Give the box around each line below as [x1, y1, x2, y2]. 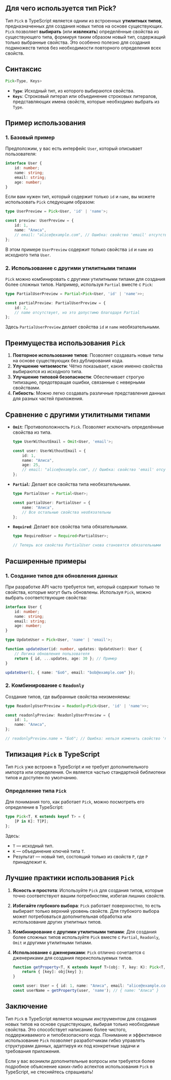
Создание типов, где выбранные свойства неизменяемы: [5, 693, 131, 700]
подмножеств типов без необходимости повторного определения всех [5, 44, 161, 50]
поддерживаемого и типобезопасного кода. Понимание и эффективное [5, 1032, 162, 1038]
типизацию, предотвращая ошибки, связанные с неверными [12, 379, 145, 385]
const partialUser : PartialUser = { [12, 500, 91, 505]
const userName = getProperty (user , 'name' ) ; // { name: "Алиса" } [12, 988, 159, 993]
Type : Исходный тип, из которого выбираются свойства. [12, 88, 135, 94]
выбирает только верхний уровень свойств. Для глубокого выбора [12, 908, 159, 914]
